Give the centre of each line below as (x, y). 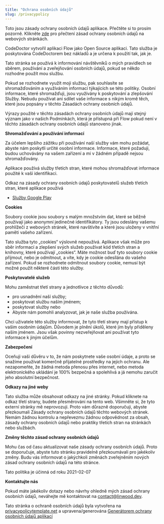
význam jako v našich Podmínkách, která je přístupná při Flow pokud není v (81, 118)
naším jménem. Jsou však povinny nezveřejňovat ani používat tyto (72, 332)
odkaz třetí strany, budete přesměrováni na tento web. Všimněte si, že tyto (80, 402)
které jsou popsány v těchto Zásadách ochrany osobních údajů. (69, 104)
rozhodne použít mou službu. (35, 73)
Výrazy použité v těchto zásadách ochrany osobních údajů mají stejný (76, 113)
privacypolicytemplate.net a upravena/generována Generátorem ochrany (79, 511)
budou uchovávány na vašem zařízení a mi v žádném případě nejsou (74, 153)
